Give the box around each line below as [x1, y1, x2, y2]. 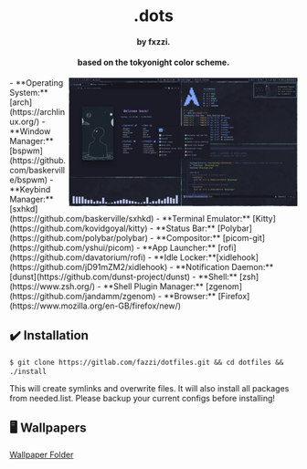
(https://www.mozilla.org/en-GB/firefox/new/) [9, 300, 181, 311]
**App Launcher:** [142, 242, 217, 253]
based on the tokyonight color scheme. [77, 57, 230, 68]
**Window [9, 125, 51, 137]
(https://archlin [9, 106, 66, 117]
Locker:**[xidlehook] [179, 252, 259, 263]
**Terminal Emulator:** [161, 213, 251, 224]
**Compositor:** [155, 232, 221, 243]
